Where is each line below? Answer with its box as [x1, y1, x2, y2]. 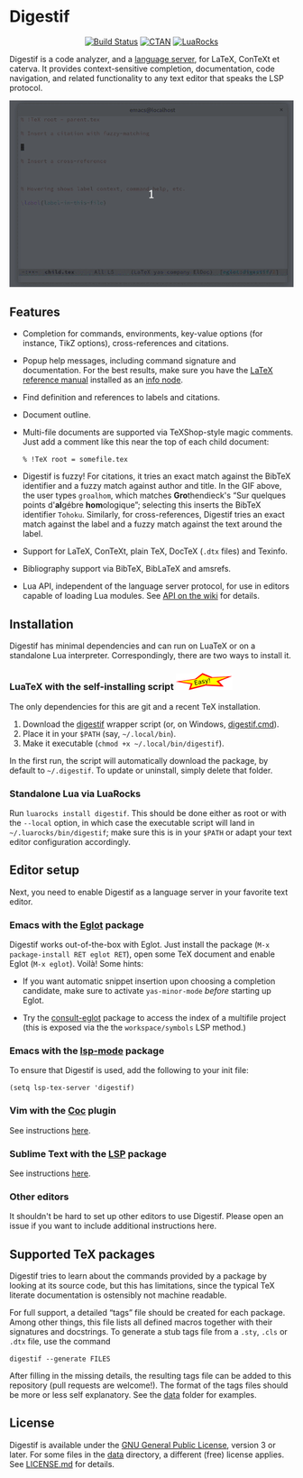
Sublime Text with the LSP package [9, 1147, 167, 1160]
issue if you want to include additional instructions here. [9, 1220, 217, 1232]
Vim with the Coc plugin [9, 1105, 117, 1117]
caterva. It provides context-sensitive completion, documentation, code [9, 63, 275, 74]
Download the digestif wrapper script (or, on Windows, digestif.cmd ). [22, 719, 280, 730]
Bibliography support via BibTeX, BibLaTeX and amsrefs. [22, 564, 232, 574]
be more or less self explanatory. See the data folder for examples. [9, 1389, 257, 1400]
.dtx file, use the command [9, 1336, 111, 1346]
